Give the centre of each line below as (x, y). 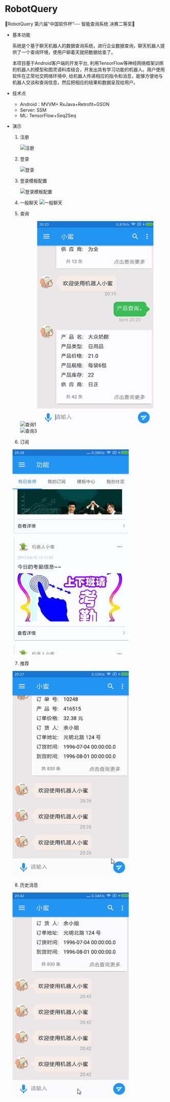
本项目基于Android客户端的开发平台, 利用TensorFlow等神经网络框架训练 (88, 63)
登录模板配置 (33, 181)
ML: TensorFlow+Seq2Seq (48, 115)
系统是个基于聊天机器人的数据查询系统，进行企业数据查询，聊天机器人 (86, 46)
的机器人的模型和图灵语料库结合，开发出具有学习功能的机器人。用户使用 (88, 69)
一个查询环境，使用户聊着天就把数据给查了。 (68, 52)
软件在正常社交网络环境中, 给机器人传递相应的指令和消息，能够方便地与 (88, 76)
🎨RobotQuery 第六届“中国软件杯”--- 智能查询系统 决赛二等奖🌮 (70, 24)
